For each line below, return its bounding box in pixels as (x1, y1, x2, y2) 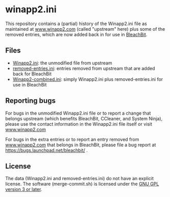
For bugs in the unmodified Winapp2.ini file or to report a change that (5, 110, 151, 116)
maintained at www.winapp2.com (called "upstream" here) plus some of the (5, 26, 165, 32)
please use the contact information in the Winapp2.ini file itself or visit (5, 121, 152, 127)
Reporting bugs (5, 96, 56, 105)
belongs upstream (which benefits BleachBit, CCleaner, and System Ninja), (5, 115, 163, 121)
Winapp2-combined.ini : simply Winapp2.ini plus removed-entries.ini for (12, 76, 163, 82)
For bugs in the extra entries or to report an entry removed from (5, 136, 139, 142)
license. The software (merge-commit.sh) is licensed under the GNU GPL (5, 181, 159, 187)
